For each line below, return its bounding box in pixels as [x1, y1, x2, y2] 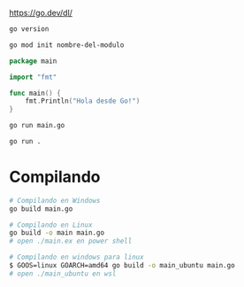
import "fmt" [9, 73, 57, 81]
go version [9, 25, 50, 34]
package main [9, 57, 57, 66]
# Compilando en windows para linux [9, 252, 144, 262]
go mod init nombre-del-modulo [9, 40, 125, 50]
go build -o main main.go [9, 229, 104, 237]
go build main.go [9, 204, 73, 213]
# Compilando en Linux [9, 221, 93, 229]
